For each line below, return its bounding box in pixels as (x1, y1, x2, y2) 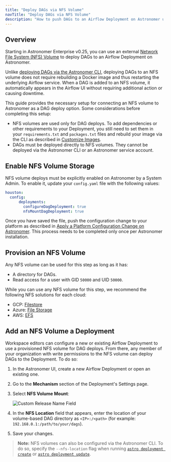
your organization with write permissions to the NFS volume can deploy (5, 351, 153, 357)
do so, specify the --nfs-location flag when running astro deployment (17, 445, 163, 451)
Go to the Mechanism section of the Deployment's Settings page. (12, 381, 149, 387)
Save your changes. (12, 430, 54, 436)
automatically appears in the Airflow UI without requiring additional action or (5, 85, 163, 91)
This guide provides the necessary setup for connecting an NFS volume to (5, 100, 159, 106)
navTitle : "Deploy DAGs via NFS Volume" (5, 12, 91, 17)
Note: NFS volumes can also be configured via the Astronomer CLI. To (17, 440, 163, 446)
